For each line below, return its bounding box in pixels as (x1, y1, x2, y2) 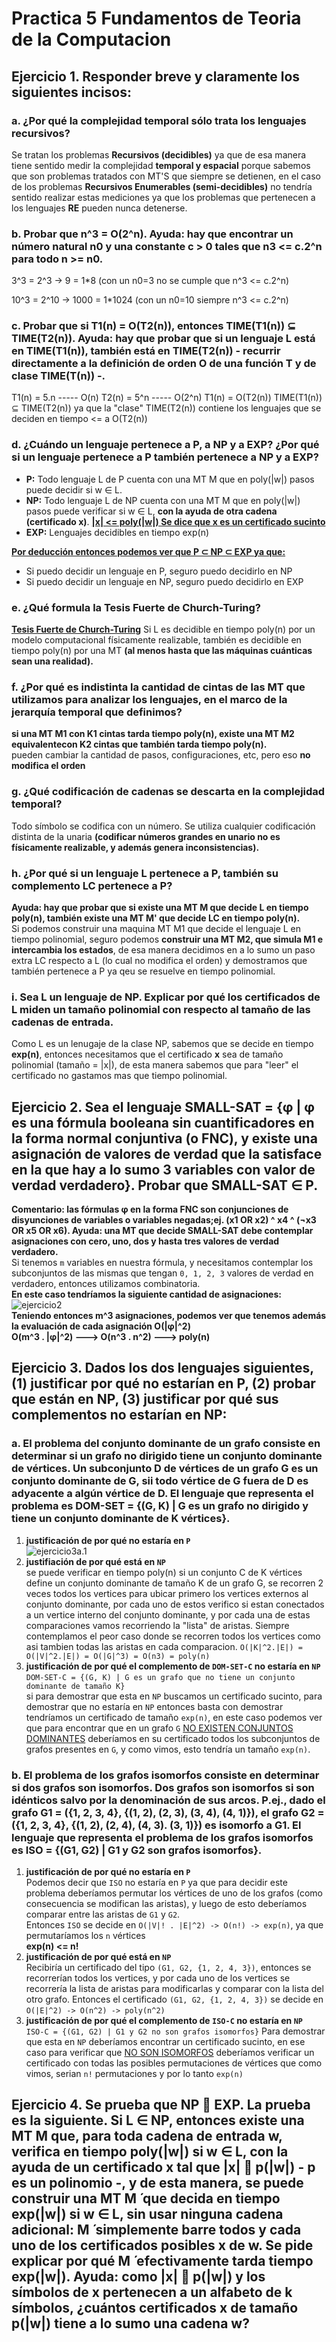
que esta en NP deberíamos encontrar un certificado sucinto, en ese (25, 2036, 306, 2048)
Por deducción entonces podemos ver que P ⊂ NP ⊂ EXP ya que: (11, 545, 286, 557)
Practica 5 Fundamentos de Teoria (11, 7, 302, 30)
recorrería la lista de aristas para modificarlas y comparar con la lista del (25, 1983, 324, 1995)
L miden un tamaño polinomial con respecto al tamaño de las (11, 1002, 311, 1016)
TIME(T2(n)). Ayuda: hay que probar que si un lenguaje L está (11, 332, 316, 346)
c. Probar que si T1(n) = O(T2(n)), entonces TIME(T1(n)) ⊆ (11, 319, 296, 333)
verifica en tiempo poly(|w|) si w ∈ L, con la (11, 2143, 289, 2161)
